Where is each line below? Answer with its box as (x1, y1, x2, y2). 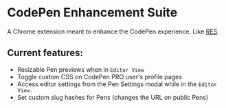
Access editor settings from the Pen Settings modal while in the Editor (16, 80, 218, 88)
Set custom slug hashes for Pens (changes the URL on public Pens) (16, 93, 209, 101)
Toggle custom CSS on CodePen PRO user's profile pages (16, 72, 182, 81)
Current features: (7, 47, 84, 59)
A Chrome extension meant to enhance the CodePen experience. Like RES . (7, 27, 220, 36)
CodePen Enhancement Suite (7, 5, 178, 21)
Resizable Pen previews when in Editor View (16, 65, 144, 73)
